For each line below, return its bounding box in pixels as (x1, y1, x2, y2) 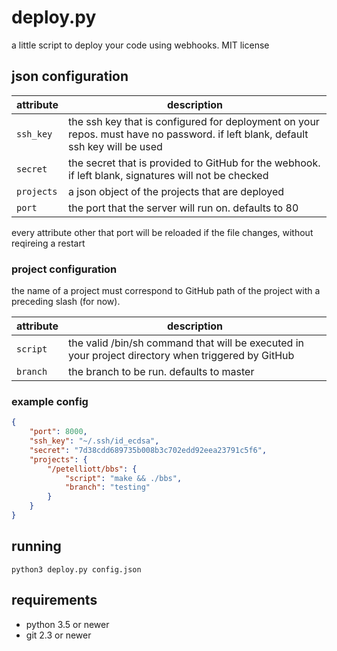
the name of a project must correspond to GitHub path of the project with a (11, 285, 321, 297)
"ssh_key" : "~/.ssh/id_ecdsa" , (29, 436, 160, 446)
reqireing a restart (11, 237, 86, 249)
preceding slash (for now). (11, 296, 121, 308)
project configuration (11, 262, 118, 276)
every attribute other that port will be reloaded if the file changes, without (11, 226, 314, 238)
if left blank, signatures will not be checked (68, 168, 269, 182)
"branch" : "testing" (64, 482, 151, 493)
